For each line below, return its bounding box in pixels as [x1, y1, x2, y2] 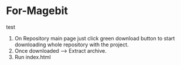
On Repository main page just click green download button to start [14, 35, 175, 42]
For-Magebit [6, 4, 69, 18]
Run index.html [14, 53, 51, 60]
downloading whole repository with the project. [14, 41, 129, 48]
